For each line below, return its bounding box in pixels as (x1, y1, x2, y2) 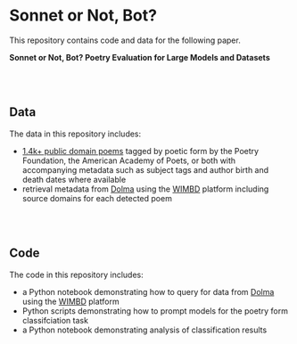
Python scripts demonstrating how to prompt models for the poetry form (21, 305, 288, 316)
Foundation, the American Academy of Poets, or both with (21, 155, 236, 166)
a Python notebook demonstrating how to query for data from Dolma (21, 286, 275, 297)
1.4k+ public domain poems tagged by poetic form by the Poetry (21, 145, 260, 156)
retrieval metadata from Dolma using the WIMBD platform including (21, 184, 269, 194)
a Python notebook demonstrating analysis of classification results (21, 324, 268, 335)
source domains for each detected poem (21, 192, 172, 203)
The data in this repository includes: (9, 128, 142, 139)
